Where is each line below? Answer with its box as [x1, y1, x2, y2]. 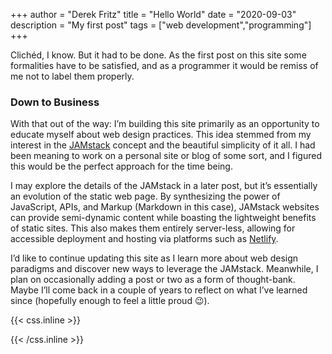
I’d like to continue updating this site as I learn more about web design [10, 252, 299, 264]
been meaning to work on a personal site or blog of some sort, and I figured [10, 150, 322, 162]
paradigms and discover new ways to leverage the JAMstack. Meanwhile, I [10, 263, 319, 275]
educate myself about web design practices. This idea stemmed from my [10, 129, 312, 141]
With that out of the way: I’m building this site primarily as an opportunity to [10, 118, 320, 130]
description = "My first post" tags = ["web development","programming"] [10, 19, 312, 31]
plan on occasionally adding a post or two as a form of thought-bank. [10, 274, 296, 286]
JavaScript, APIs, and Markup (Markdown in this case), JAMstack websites [10, 201, 320, 213]
